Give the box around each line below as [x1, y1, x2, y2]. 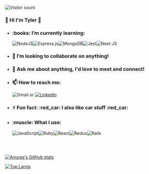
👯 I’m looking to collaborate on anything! [12, 53, 109, 60]
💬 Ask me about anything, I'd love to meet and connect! [12, 66, 145, 73]
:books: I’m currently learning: [12, 30, 86, 36]
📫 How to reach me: [12, 79, 61, 86]
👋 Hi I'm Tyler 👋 [5, 16, 42, 23]
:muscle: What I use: [12, 119, 62, 126]
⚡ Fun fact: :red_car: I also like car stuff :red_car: [12, 104, 129, 111]
